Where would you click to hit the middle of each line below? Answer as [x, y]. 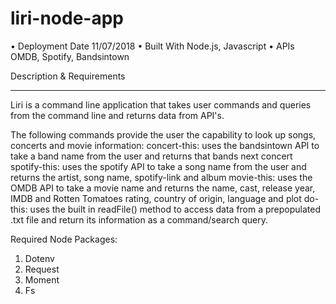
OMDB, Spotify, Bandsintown [70, 56]
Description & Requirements [68, 76]
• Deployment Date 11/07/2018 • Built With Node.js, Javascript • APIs [152, 46]
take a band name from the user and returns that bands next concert [151, 156]
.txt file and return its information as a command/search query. [139, 219]
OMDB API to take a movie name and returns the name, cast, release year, [163, 188]
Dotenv [39, 258]
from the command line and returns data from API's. [117, 115]
